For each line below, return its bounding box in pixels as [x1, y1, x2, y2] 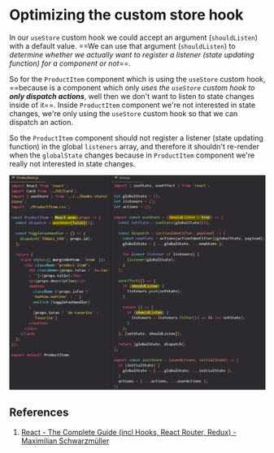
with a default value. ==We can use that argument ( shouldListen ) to [9, 41, 236, 50]
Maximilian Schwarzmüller [20, 436, 110, 446]
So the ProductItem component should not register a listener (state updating [9, 132, 263, 143]
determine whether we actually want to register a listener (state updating [9, 50, 254, 59]
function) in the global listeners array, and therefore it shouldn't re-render [9, 141, 259, 151]
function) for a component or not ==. [9, 58, 131, 68]
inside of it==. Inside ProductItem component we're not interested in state [9, 100, 255, 110]
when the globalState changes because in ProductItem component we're [9, 150, 255, 160]
